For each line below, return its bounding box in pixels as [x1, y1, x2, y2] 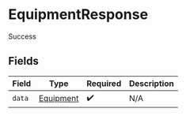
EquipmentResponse [8, 6, 149, 24]
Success [8, 32, 37, 41]
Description [129, 77, 174, 88]
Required [86, 77, 122, 88]
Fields [8, 54, 40, 68]
